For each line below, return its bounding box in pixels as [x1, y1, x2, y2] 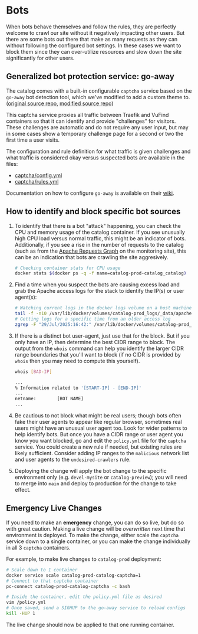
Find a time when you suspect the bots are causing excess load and [14, 281, 180, 288]
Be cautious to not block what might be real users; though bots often [14, 412, 181, 419]
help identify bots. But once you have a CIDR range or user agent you [14, 431, 184, 438]
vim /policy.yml [6, 600, 46, 606]
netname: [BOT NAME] [14, 396, 84, 402]
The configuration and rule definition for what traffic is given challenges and [6, 148, 191, 155]
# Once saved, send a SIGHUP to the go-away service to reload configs [6, 605, 186, 611]
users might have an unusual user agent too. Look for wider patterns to [14, 424, 187, 432]
